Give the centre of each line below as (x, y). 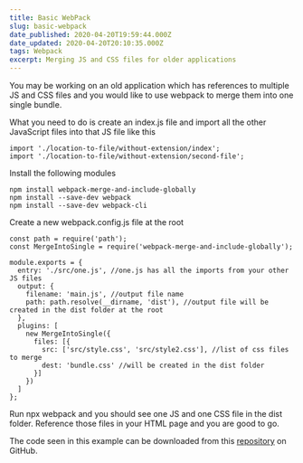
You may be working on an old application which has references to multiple (149, 85)
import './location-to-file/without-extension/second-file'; (127, 156)
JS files (26, 279)
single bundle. (36, 104)
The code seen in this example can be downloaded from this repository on (148, 441)
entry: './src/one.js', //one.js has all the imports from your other (153, 270)
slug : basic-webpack (48, 26)
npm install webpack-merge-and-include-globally (103, 190)
